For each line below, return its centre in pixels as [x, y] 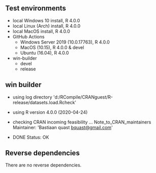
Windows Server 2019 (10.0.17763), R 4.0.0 [65, 42]
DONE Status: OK [31, 137]
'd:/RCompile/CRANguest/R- [83, 97]
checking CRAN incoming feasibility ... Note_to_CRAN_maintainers [82, 122]
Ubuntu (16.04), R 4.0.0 [44, 53]
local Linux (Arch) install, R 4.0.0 [46, 26]
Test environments [36, 8]
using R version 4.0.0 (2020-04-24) [50, 112]
